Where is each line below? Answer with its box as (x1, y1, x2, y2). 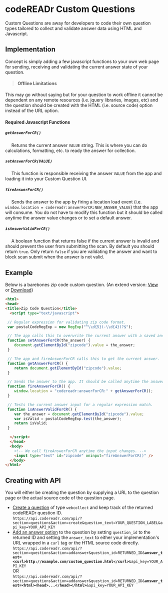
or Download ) (5, 287, 33, 293)
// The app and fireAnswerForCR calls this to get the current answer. (7, 356, 160, 361)
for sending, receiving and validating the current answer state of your (5, 63, 148, 69)
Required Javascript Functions (5, 119, 70, 125)
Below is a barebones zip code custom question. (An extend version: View (5, 281, 158, 288)
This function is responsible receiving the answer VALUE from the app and (11, 170, 162, 176)
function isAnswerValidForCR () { (7, 406, 77, 412)
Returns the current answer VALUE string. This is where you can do (11, 142, 147, 148)
